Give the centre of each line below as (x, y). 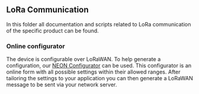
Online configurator (36, 46)
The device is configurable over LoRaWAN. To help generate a (84, 59)
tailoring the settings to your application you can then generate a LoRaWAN (100, 78)
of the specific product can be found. (53, 31)
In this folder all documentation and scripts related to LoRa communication (99, 24)
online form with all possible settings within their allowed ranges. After (93, 72)
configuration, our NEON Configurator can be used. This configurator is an (99, 66)
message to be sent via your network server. (62, 85)
